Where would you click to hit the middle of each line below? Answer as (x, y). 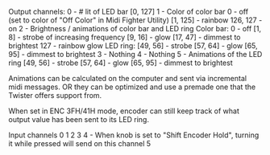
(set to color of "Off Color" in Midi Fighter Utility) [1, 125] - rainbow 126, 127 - (135, 20)
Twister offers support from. (55, 95)
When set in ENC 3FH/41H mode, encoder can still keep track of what (124, 111)
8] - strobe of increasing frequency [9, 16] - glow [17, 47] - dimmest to (125, 37)
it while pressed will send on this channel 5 (80, 143)
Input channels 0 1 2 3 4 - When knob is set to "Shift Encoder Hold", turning (134, 135)
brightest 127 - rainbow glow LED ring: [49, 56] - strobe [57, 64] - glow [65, (133, 46)
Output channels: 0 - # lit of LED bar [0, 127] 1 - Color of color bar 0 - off (128, 12)
